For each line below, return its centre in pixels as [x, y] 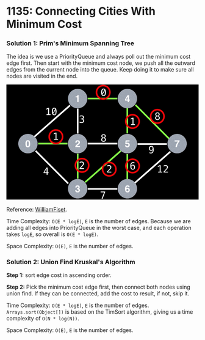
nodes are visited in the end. [42, 76]
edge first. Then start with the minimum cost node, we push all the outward [101, 63]
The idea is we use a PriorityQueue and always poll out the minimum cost [99, 57]
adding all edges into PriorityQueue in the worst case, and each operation [99, 227]
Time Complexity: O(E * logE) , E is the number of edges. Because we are [99, 221]
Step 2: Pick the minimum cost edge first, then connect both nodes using [98, 287]
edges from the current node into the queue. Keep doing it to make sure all [100, 70]
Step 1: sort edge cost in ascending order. [59, 275]
